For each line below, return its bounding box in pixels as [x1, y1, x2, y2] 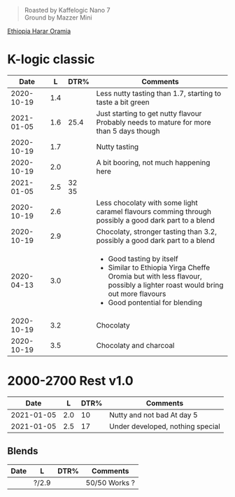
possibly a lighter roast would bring [108, 280, 224, 290]
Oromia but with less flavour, [108, 271, 203, 281]
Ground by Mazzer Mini [24, 13, 92, 22]
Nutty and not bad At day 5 [109, 409, 198, 419]
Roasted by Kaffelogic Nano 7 [24, 6, 111, 14]
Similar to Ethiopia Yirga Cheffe [108, 262, 211, 272]
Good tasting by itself [108, 253, 178, 263]
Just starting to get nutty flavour [96, 108, 202, 118]
